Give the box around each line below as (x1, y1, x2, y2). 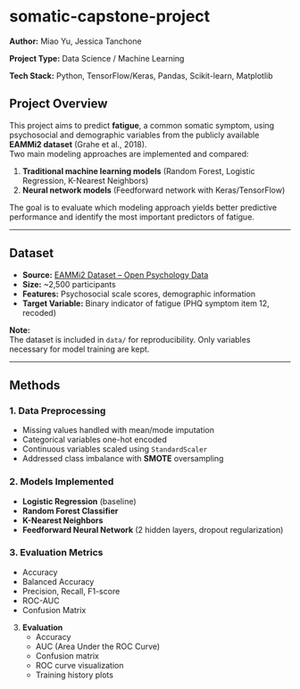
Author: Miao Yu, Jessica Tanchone (9, 36, 142, 46)
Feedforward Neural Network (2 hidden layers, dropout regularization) (21, 524, 284, 535)
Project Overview (9, 96, 108, 112)
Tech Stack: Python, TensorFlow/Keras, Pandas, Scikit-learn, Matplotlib (9, 70, 274, 81)
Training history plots (35, 669, 114, 680)
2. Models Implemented (9, 476, 114, 488)
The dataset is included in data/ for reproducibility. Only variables (9, 334, 251, 344)
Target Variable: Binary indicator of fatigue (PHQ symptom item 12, (21, 297, 270, 309)
